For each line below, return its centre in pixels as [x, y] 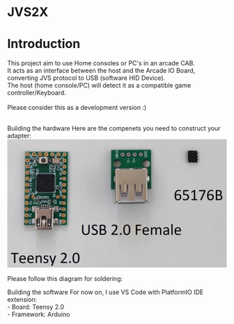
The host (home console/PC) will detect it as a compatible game [99, 86]
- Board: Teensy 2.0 [36, 307]
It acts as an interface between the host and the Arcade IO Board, [101, 71]
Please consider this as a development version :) [77, 108]
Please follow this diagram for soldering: [65, 278]
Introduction [44, 44]
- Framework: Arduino [39, 314]
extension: [22, 299]
